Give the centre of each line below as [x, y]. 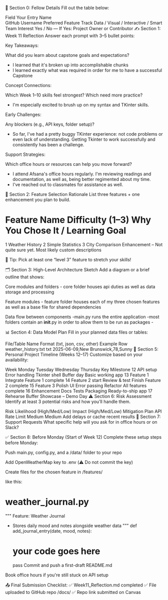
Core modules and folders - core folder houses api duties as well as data [80, 286]
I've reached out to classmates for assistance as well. [68, 184]
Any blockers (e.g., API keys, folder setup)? [50, 124]
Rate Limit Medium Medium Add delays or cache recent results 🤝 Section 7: [83, 417]
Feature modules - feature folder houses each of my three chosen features [82, 302]
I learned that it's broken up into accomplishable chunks [70, 65]
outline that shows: [25, 277]
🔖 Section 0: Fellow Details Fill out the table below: [57, 8]
